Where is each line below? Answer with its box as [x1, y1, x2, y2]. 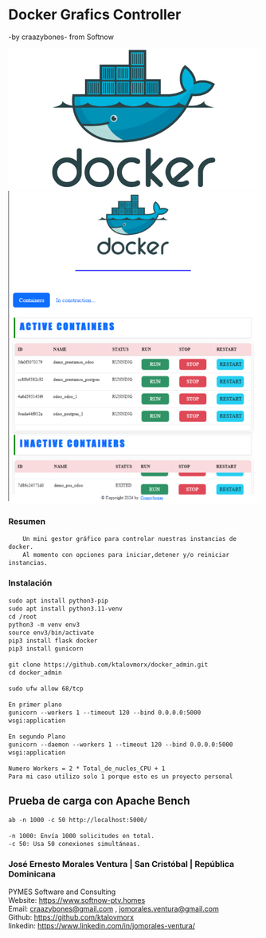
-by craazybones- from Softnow [8, 32, 114, 42]
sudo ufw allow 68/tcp [8, 685, 84, 693]
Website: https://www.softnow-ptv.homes [8, 895, 146, 904]
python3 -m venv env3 [8, 621, 80, 629]
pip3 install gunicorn [8, 645, 84, 653]
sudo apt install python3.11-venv [8, 605, 123, 613]
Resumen [8, 515, 46, 527]
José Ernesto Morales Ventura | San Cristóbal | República [8, 859, 235, 870]
